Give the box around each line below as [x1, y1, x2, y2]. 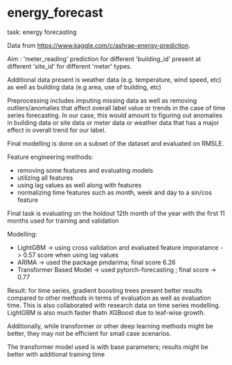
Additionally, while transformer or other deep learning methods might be [7, 321, 213, 330]
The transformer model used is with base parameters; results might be [7, 342, 209, 351]
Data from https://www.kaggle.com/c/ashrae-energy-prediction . [7, 41, 190, 49]
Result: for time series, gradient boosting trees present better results [7, 286, 203, 294]
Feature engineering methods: [7, 153, 93, 161]
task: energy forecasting [7, 28, 78, 36]
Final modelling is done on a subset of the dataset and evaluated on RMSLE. [7, 139, 224, 147]
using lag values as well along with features [17, 180, 142, 189]
